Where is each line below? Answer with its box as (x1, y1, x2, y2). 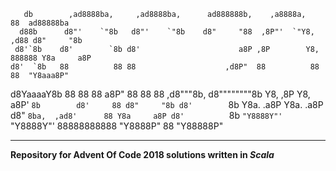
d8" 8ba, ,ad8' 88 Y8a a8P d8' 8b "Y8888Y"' (10, 110, 283, 121)
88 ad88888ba (10, 18, 70, 28)
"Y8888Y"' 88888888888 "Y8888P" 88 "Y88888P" (10, 120, 224, 132)
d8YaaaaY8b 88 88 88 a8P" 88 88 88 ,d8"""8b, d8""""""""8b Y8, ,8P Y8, (10, 88, 311, 100)
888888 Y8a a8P (10, 53, 92, 63)
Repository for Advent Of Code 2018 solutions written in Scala (10, 149, 275, 160)
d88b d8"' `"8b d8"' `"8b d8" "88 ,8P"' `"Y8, (19, 27, 315, 37)
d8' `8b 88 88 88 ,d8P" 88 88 (10, 62, 320, 72)
